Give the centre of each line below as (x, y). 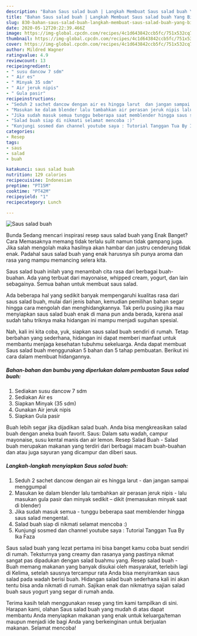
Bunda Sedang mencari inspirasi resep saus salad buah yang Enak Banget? (97, 235)
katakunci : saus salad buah (40, 170)
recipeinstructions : (31, 99)
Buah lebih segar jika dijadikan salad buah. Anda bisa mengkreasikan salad (96, 427)
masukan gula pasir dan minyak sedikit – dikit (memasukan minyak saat (101, 499)
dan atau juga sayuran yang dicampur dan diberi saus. (72, 452)
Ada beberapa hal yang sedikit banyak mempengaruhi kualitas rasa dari (93, 295)
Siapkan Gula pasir (37, 416)
